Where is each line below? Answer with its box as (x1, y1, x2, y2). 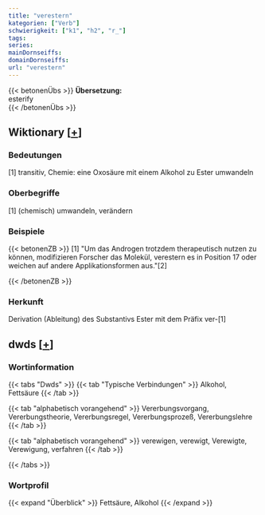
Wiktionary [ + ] (8, 125, 82, 140)
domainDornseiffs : (8, 57, 69, 65)
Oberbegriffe (8, 188, 60, 199)
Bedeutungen (8, 149, 62, 160)
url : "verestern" (8, 64, 66, 72)
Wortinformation (8, 361, 74, 372)
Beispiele (8, 225, 45, 236)
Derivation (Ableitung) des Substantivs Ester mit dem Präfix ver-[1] (8, 315, 227, 324)
